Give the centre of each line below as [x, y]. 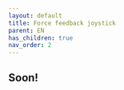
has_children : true [41, 38]
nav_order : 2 [30, 45]
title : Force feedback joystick [62, 23]
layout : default [35, 16]
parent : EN [26, 30]
